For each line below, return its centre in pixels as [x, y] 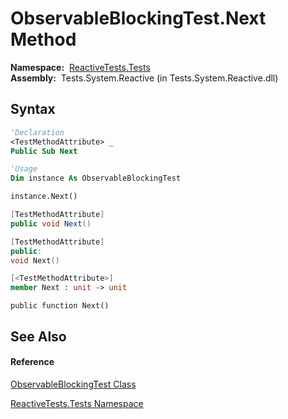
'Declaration [37, 132]
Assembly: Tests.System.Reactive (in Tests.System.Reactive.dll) [144, 78]
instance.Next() [44, 197]
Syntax [33, 109]
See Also [38, 336]
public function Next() [60, 306]
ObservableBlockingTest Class [73, 384]
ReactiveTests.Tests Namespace [77, 403]
